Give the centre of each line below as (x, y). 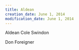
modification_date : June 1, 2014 (39, 19)
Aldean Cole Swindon (27, 33)
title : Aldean (20, 10)
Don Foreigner (20, 42)
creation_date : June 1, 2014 (35, 14)
